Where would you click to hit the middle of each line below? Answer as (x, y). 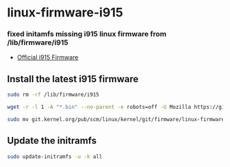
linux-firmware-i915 (65, 13)
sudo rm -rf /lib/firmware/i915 (53, 95)
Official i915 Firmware (48, 57)
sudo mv (18, 120)
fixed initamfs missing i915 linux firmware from (87, 34)
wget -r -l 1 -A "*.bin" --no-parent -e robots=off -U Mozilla (99, 107)
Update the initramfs (52, 141)
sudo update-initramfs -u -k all (55, 156)
